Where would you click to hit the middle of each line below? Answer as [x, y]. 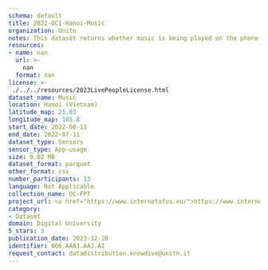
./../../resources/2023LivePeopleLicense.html [91, 90]
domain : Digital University [55, 224]
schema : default [35, 16]
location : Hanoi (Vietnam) [53, 105]
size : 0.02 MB [32, 157]
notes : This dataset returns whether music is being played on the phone [134, 38]
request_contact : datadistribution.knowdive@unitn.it [100, 253]
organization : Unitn [43, 30]
